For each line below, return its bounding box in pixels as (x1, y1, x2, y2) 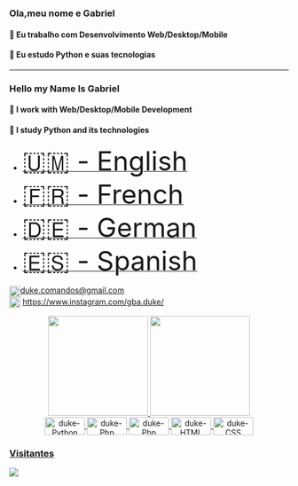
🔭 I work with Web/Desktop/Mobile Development (9, 105, 192, 115)
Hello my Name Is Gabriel (9, 82, 120, 95)
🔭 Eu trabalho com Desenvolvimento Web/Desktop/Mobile (9, 29, 228, 40)
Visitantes (9, 447, 55, 459)
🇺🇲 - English (21, 145, 188, 178)
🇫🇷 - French (21, 177, 184, 211)
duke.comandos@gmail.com (20, 285, 125, 295)
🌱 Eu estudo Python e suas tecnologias (9, 50, 156, 60)
